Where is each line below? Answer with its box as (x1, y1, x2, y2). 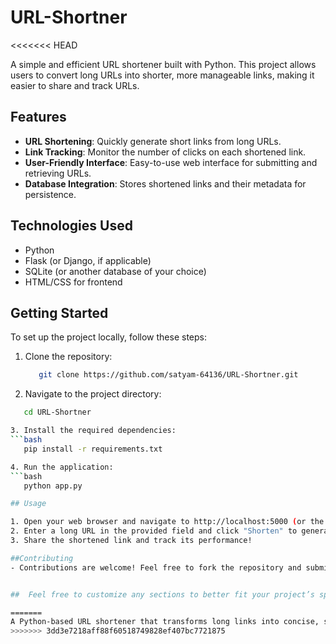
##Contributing (10, 553, 74, 563)
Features (10, 109, 67, 126)
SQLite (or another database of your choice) (24, 265, 207, 277)
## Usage (10, 499, 47, 509)
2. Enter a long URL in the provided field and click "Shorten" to (10, 526, 298, 536)
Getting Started (10, 304, 109, 321)
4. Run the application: (10, 462, 114, 472)
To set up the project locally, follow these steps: (10, 331, 208, 343)
